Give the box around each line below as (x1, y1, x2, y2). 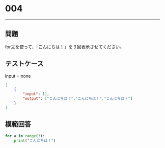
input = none (5, 73, 31, 79)
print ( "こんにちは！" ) (14, 138, 56, 143)
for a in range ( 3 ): (5, 133, 45, 138)
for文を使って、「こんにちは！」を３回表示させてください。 (5, 44, 124, 50)
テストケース (5, 59, 44, 68)
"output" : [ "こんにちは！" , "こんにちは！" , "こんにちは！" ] (23, 96, 133, 101)
